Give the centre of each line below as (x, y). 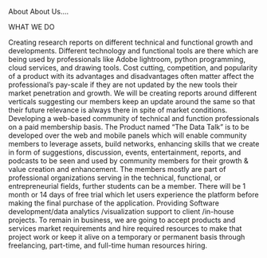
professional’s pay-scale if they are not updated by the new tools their (123, 84)
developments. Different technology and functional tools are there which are (133, 51)
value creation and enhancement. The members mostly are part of (117, 169)
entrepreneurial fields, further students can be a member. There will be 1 (127, 186)
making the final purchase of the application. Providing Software (114, 203)
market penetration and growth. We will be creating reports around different (133, 93)
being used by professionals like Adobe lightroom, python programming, (127, 59)
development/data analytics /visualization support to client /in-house (121, 211)
